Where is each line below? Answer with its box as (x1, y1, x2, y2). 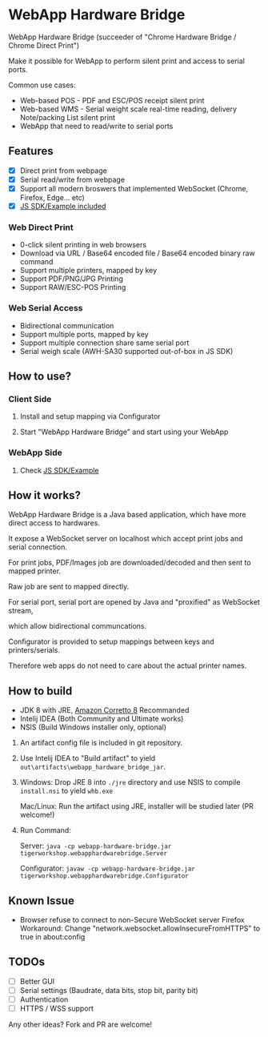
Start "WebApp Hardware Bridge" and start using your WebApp (19, 427, 229, 437)
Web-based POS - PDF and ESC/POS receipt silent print (19, 95, 205, 105)
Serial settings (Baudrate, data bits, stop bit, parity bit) (19, 985, 198, 995)
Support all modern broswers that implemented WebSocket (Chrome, (19, 183, 249, 193)
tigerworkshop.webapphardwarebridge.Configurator (19, 872, 190, 880)
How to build (8, 684, 73, 697)
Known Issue (8, 894, 74, 907)
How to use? (8, 369, 72, 383)
